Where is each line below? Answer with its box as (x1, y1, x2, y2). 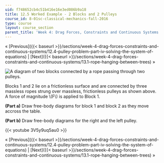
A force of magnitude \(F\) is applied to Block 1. (5, 93, 100, 99)
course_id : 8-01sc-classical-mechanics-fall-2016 (5, 16, 109, 21)
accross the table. (5, 108, 42, 114)
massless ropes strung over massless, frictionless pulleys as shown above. (5, 89, 157, 94)
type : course (5, 21, 32, 26)
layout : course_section (5, 25, 54, 30)
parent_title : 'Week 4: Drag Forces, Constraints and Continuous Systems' (5, 30, 161, 35)
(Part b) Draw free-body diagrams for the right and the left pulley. (5, 118, 138, 123)
